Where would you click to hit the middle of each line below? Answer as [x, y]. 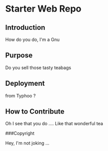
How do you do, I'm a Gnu [32, 39]
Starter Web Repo [43, 9]
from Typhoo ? [21, 95]
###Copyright [20, 133]
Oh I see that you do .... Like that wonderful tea [54, 124]
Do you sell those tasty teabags [38, 67]
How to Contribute [35, 112]
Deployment [25, 84]
